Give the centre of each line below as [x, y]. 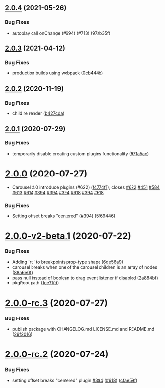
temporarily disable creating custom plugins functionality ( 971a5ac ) [81, 154]
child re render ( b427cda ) [38, 113]
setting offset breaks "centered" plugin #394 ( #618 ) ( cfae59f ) [75, 380]
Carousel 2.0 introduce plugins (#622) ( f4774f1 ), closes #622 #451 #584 [86, 187]
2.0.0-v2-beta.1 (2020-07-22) [68, 236]
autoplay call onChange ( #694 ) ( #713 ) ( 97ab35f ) [61, 33]
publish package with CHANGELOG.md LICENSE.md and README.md [83, 329]
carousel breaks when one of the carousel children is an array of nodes [85, 267]
